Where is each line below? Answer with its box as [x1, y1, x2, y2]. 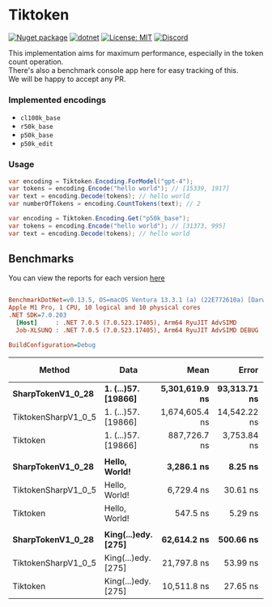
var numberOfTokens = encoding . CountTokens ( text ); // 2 [8, 200, 201, 208]
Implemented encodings [8, 94, 107, 105]
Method [39, 364, 70, 375]
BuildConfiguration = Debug [8, 340, 96, 349]
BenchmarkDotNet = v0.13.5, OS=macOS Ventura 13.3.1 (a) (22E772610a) [8, 296, 244, 305]
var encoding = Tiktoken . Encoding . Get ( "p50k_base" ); [8, 215, 190, 223]
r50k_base [19, 123, 54, 131]
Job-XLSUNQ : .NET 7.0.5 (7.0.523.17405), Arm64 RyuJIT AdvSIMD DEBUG [15, 326, 259, 334]
